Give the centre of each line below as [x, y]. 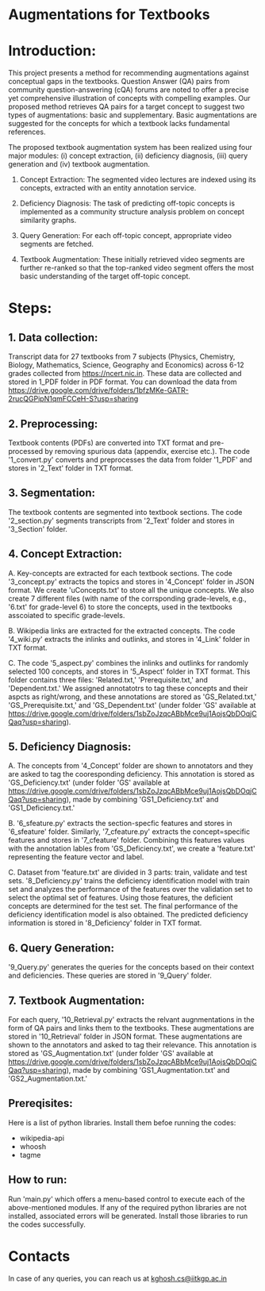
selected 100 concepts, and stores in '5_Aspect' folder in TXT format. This [129, 671]
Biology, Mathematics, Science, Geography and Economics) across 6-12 [126, 365]
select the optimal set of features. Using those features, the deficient [121, 897]
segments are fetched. [56, 244]
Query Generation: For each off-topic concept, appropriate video [126, 236]
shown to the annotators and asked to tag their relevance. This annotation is [132, 1045]
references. [27, 132]
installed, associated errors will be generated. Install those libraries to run [128, 1216]
